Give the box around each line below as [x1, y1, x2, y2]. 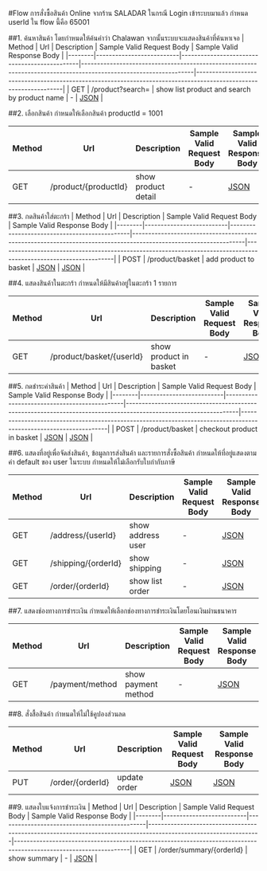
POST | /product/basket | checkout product [115, 424, 258, 434]
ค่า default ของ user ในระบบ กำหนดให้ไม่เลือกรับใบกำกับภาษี [8, 457, 176, 466]
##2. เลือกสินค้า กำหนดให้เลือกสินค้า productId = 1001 [8, 108, 164, 118]
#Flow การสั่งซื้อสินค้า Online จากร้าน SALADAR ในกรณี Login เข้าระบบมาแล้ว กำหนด [8, 9, 249, 18]
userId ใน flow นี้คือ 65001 [8, 18, 90, 26]
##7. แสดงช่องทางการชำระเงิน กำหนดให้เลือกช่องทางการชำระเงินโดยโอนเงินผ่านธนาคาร [8, 606, 238, 615]
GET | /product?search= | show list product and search [71, 84, 252, 94]
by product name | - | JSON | [8, 93, 103, 102]
